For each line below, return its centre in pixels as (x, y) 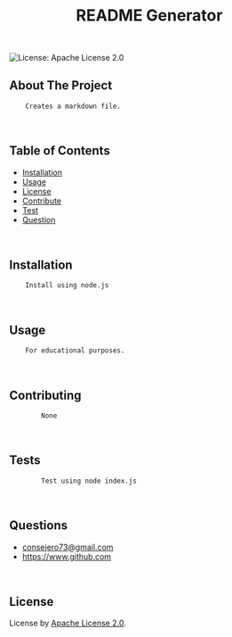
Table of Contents (60, 151)
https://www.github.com (67, 556)
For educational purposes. (75, 351)
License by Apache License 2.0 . (68, 623)
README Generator (149, 16)
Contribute (42, 201)
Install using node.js (67, 285)
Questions (39, 526)
